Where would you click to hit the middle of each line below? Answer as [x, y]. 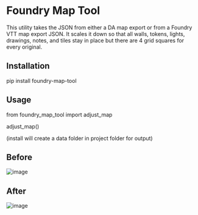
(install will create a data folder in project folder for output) [80, 138]
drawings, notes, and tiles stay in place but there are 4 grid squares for [95, 40]
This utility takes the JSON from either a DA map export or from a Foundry [99, 27]
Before [19, 157]
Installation [28, 66]
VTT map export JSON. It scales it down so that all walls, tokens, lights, [96, 33]
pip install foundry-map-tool [42, 80]
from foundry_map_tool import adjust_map [59, 115]
